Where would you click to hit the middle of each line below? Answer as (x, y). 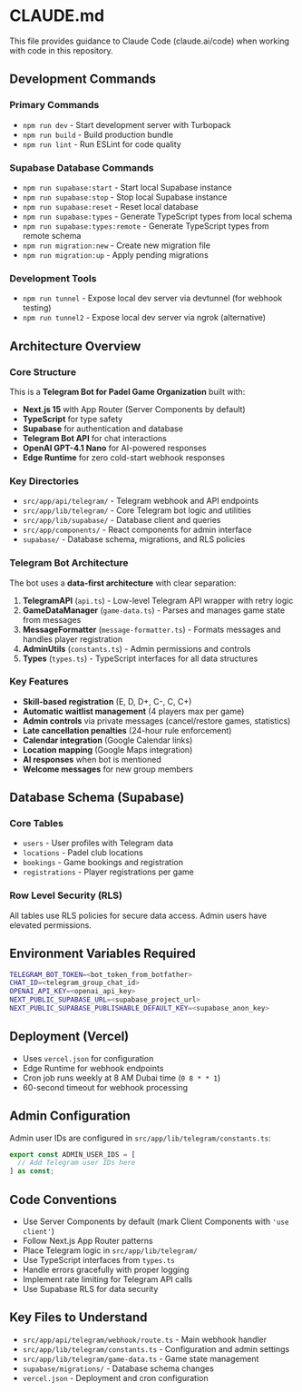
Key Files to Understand (78, 1318)
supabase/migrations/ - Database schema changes (118, 1368)
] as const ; (32, 1171)
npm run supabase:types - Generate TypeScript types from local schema (157, 216)
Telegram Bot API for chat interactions (95, 438)
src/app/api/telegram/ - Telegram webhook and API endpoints (141, 501)
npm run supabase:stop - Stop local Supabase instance (125, 197)
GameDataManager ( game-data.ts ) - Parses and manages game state (154, 610)
